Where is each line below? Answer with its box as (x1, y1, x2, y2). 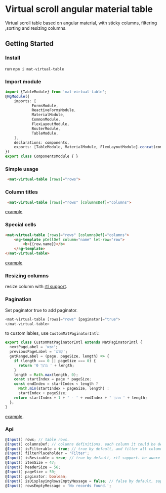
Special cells (5, 221, 37, 228)
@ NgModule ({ (5, 94, 30, 99)
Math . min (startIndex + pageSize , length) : (18, 386, 110, 391)
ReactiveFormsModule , (31, 108, 77, 113)
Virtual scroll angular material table (5, 3, 153, 15)
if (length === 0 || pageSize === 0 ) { (14, 358, 96, 363)
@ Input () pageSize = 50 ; (5, 469, 56, 474)
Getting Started (5, 40, 54, 48)
